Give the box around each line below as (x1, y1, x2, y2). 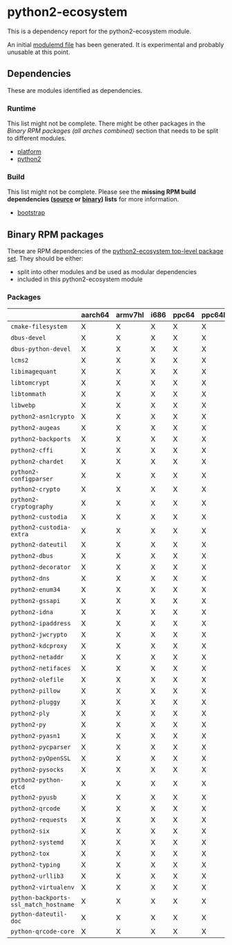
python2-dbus (10, 552, 54, 560)
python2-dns (10, 575, 50, 582)
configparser (10, 475, 54, 483)
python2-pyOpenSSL (10, 755, 71, 762)
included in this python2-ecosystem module (17, 275, 143, 284)
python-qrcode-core (10, 928, 75, 935)
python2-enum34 (10, 586, 61, 594)
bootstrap (17, 208, 46, 217)
